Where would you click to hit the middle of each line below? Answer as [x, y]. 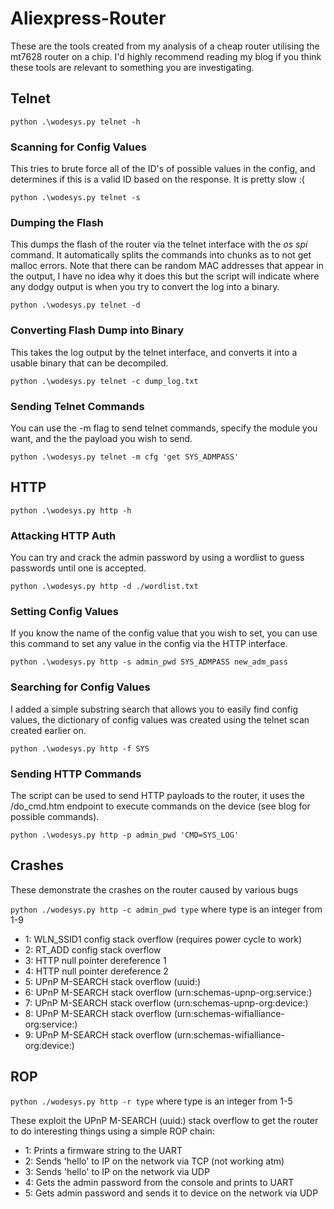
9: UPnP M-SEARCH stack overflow [98, 1034]
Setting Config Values [64, 611]
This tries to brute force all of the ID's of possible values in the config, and [163, 169]
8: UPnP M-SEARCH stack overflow [98, 1013]
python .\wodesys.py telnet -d [75, 305]
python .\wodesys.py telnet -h [75, 122]
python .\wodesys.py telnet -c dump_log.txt [104, 381]
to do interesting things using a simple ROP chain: [112, 1131]
